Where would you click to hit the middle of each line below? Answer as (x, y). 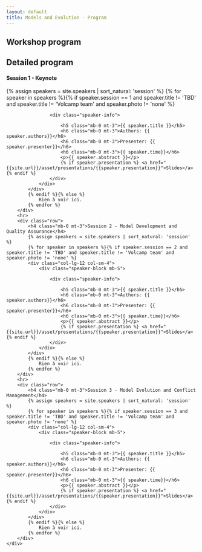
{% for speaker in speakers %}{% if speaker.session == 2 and (108, 248)
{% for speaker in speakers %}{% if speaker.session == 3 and (108, 412)
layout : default (27, 12)
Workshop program (44, 42)
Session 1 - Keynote (32, 78)
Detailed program (40, 63)
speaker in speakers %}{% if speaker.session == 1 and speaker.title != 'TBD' (101, 98)
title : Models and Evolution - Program (57, 18)
